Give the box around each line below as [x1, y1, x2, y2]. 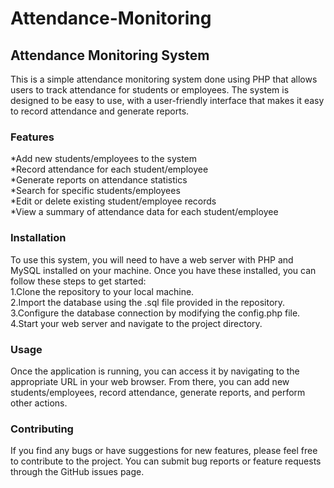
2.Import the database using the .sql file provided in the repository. [10, 296, 286, 308]
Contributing [10, 422, 74, 436]
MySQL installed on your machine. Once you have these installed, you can [10, 264, 317, 276]
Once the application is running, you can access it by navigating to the [10, 365, 300, 377]
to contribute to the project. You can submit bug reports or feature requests [10, 455, 322, 467]
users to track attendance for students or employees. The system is [10, 84, 290, 96]
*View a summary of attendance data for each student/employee [10, 206, 279, 218]
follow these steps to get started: [10, 275, 147, 287]
